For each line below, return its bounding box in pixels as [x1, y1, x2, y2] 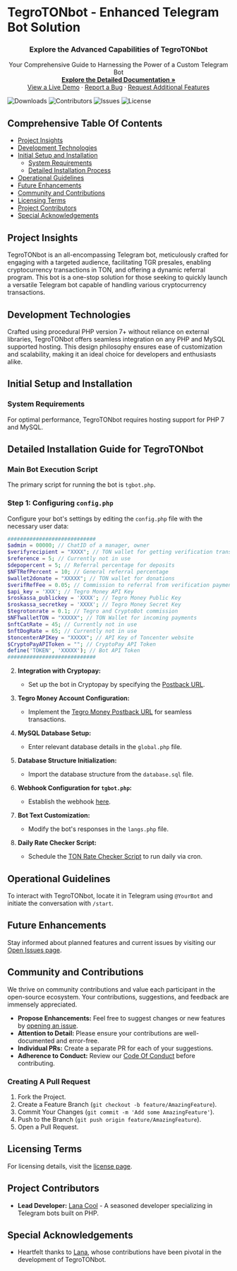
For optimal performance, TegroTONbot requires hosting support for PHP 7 [7, 415, 225, 424]
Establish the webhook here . [28, 797, 111, 806]
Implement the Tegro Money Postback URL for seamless [28, 708, 193, 716]
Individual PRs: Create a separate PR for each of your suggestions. [17, 1044, 214, 1052]
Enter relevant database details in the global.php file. [28, 743, 182, 751]
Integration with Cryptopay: [17, 666, 101, 675]
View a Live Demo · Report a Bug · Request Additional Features [27, 83, 210, 92]
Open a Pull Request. [17, 1122, 79, 1131]
